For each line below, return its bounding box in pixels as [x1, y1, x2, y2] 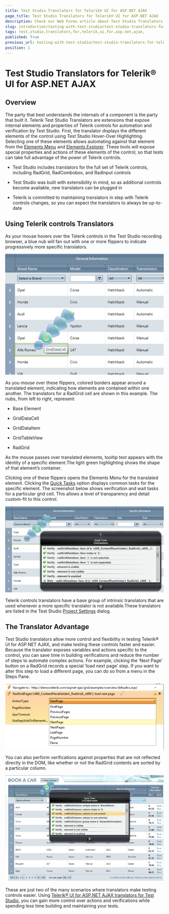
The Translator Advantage [5, 623, 90, 631]
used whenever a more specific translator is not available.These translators [5, 603, 161, 609]
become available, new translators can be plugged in [12, 184, 122, 191]
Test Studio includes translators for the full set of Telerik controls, [12, 164, 148, 170]
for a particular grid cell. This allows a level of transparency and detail [5, 491, 150, 497]
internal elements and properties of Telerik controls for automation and [5, 122, 152, 128]
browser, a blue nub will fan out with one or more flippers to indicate [5, 238, 147, 244]
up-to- [148, 199, 162, 206]
